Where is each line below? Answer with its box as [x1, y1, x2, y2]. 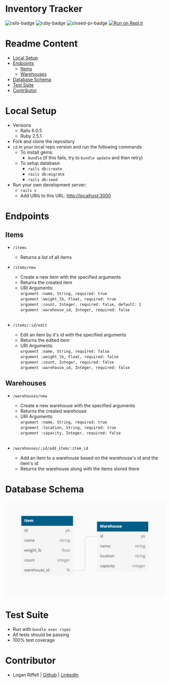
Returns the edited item [20, 337, 70, 343]
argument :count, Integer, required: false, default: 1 [20, 302, 141, 307]
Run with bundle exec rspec [12, 626, 71, 632]
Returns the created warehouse [20, 408, 87, 414]
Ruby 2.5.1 [20, 133, 42, 139]
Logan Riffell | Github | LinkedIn [12, 672, 79, 678]
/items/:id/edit [12, 323, 47, 328]
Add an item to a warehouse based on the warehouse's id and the [20, 455, 159, 461]
